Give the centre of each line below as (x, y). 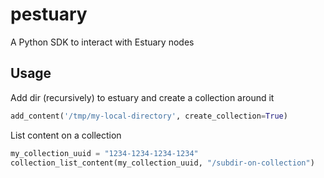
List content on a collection (66, 135)
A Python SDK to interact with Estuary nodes (102, 42)
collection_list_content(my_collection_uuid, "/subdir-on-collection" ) (162, 163)
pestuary (49, 14)
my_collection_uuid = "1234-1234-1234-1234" (104, 153)
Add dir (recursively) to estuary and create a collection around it (142, 97)
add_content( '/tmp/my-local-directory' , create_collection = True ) (149, 116)
